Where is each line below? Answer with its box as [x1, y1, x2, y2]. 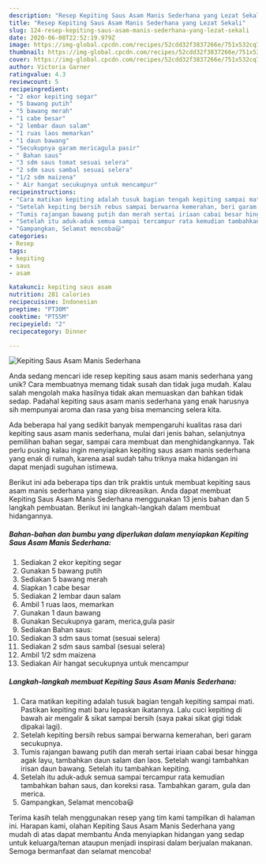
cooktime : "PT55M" [9, 313, 69, 320]
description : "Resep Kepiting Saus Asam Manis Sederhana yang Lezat [9, 11, 239, 20]
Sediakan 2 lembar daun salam [20, 591, 122, 601]
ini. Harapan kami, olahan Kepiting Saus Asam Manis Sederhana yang [9, 821, 235, 831]
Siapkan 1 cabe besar [20, 583, 90, 593]
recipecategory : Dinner [9, 328, 88, 335]
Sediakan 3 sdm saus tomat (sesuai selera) [20, 634, 161, 643]
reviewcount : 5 [9, 78, 59, 85]
